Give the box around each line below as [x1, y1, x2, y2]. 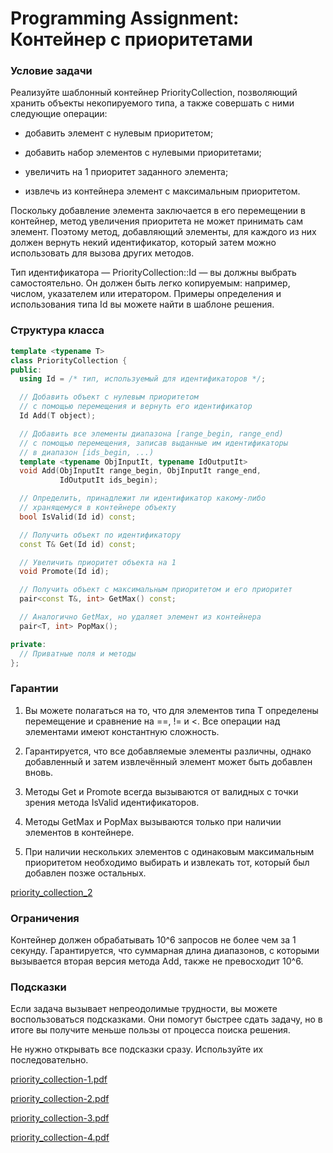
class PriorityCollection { [10, 355, 128, 366]
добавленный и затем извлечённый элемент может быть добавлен [24, 755, 313, 767]
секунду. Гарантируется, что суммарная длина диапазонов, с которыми [10, 945, 320, 956]
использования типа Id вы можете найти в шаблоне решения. [10, 298, 275, 311]
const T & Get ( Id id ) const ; [19, 539, 137, 549]
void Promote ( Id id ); [19, 567, 110, 577]
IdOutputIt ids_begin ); [59, 475, 159, 486]
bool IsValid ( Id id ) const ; [19, 512, 137, 522]
